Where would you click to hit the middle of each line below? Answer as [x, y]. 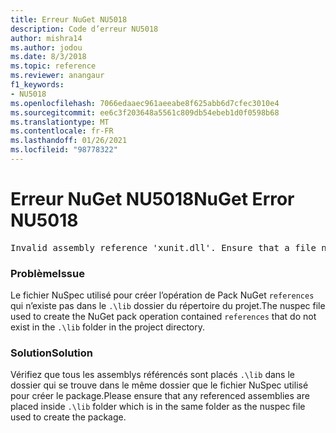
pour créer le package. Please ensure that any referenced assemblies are [160, 396]
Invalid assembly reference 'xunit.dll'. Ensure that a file [163, 247]
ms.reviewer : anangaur [57, 76]
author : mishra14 [46, 38]
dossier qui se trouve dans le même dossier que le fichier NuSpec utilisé [159, 385]
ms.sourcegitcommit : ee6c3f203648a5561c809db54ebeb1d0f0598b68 [145, 112]
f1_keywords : [37, 85]
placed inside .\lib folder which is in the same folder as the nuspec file [158, 407]
